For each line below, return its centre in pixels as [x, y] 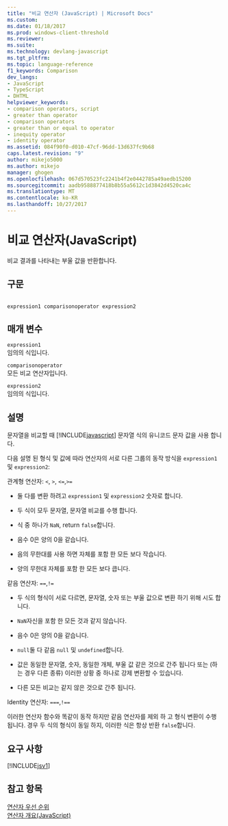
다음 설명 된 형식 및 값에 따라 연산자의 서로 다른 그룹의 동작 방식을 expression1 [112, 459]
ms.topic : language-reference [50, 64]
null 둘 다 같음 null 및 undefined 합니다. [71, 650]
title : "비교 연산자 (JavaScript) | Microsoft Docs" [80, 13]
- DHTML [18, 96]
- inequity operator [37, 134]
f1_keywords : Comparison [42, 70]
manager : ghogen [30, 172]
